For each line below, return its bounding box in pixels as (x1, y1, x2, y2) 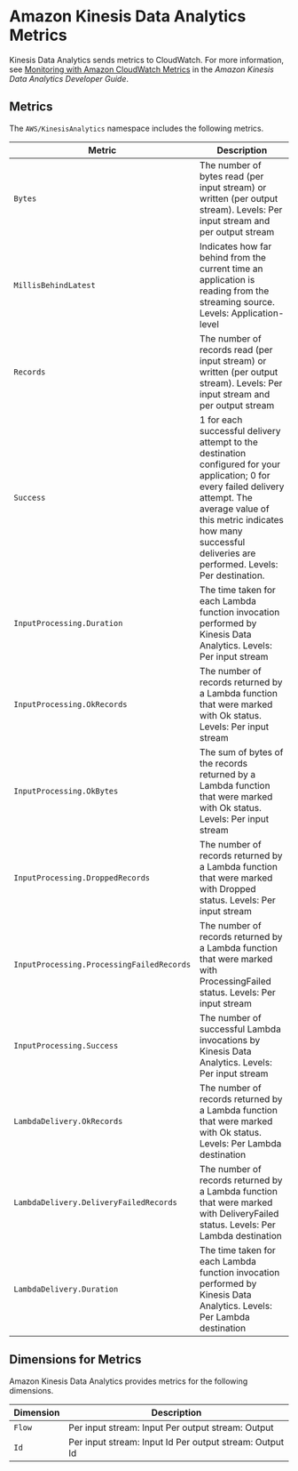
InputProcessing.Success (13, 1041, 119, 1050)
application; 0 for (199, 469, 271, 481)
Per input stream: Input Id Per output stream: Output (68, 1435, 285, 1448)
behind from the (199, 251, 266, 263)
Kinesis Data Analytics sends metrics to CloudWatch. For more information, (9, 54, 284, 65)
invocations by (199, 1033, 261, 1046)
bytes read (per (199, 170, 264, 182)
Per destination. (199, 569, 265, 582)
